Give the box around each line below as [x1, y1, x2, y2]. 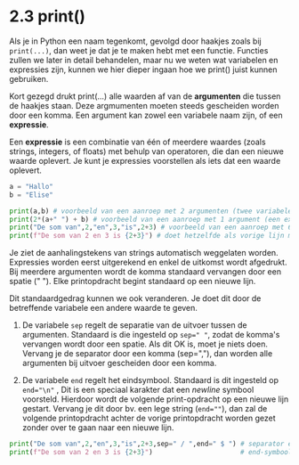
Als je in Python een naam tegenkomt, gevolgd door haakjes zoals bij [9, 36, 262, 46]
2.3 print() [9, 6, 86, 27]
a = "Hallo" [9, 182, 53, 191]
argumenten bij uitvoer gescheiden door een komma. [21, 358, 217, 369]
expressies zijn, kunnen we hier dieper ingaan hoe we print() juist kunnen [9, 64, 278, 75]
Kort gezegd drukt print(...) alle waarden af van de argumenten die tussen [9, 91, 281, 102]
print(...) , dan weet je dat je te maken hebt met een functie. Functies [9, 45, 269, 55]
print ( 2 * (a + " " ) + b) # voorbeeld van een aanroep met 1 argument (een [9, 215, 280, 224]
